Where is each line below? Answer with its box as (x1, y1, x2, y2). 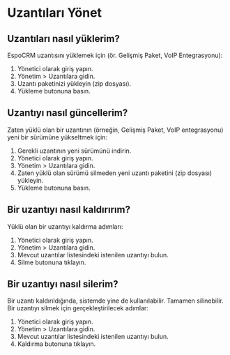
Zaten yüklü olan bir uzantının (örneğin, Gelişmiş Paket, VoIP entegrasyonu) (7, 126, 224, 134)
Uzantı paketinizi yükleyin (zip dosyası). (17, 80, 132, 88)
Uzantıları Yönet (7, 5, 102, 21)
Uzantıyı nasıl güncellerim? (7, 107, 128, 119)
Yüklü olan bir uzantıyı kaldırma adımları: (7, 222, 123, 231)
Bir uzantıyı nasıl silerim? (7, 278, 118, 290)
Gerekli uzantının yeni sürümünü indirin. (17, 146, 132, 155)
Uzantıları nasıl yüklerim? (7, 33, 120, 45)
